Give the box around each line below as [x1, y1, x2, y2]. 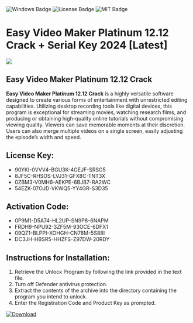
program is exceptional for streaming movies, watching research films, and [6, 108, 187, 116]
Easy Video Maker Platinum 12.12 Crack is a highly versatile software [6, 90, 174, 97]
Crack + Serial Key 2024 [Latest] [6, 39, 168, 52]
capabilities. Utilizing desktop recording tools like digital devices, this [6, 102, 173, 109]
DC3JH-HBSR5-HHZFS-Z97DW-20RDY [14, 236, 110, 243]
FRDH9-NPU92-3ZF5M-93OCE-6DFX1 [14, 224, 108, 231]
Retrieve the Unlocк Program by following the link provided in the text [14, 269, 182, 276]
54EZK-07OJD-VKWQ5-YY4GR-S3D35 [14, 184, 108, 192]
